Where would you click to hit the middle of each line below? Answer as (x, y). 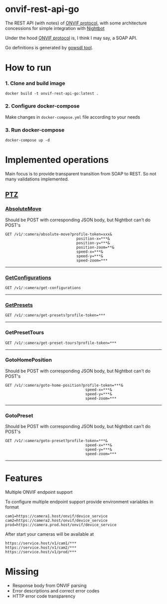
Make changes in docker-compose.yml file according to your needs (73, 117)
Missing (22, 572)
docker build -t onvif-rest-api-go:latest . (52, 94)
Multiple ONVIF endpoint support (39, 492)
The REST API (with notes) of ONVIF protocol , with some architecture (76, 23)
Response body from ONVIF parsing (49, 586)
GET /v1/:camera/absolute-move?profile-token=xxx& (59, 234)
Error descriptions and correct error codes (56, 591)
